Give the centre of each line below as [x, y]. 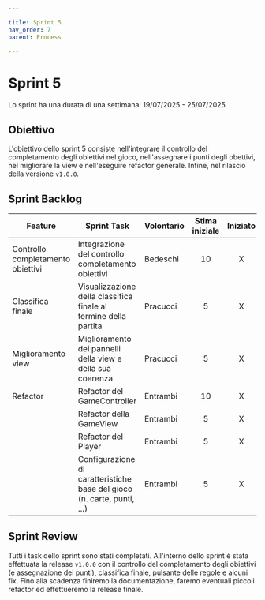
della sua [95, 368]
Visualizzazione [107, 287]
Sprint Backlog [45, 199]
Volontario [165, 226]
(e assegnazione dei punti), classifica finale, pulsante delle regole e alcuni [128, 572]
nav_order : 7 [30, 30]
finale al [93, 306]
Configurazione [106, 459]
